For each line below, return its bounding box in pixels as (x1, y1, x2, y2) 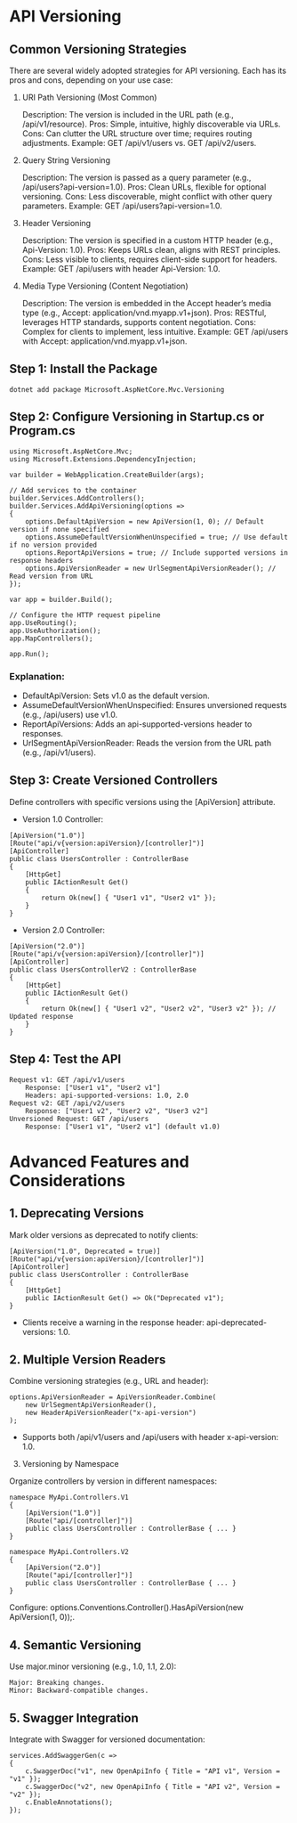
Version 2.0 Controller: (21, 924, 105, 935)
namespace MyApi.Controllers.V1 (9, 1493, 129, 1502)
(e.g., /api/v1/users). (21, 746, 96, 758)
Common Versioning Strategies (9, 42, 187, 57)
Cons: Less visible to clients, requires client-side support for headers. (21, 254, 277, 264)
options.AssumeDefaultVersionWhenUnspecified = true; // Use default (25, 533, 289, 541)
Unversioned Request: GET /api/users (9, 1114, 149, 1123)
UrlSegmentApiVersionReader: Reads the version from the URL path (21, 737, 272, 748)
